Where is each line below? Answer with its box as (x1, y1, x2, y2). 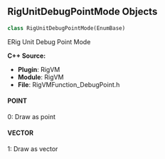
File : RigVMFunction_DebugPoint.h (17, 80, 120, 88)
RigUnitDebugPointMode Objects (7, 6, 158, 18)
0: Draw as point (7, 112, 55, 120)
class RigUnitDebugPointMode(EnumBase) (7, 24, 126, 31)
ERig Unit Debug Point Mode (7, 37, 91, 46)
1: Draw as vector (7, 145, 58, 153)
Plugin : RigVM (17, 65, 60, 73)
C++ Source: (7, 51, 46, 60)
